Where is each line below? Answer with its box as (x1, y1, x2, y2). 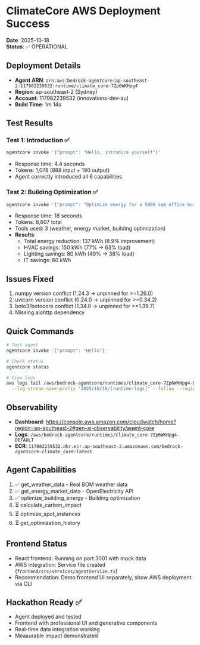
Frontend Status (6, 539, 67, 549)
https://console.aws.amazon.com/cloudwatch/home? (45, 418, 177, 425)
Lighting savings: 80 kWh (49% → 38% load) (23, 250, 135, 257)
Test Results (6, 118, 54, 128)
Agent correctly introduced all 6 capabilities (14, 173, 123, 180)
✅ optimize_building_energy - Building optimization (14, 494, 140, 501)
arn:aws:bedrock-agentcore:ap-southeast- (45, 78, 150, 84)
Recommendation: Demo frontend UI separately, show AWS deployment (14, 573, 192, 580)
